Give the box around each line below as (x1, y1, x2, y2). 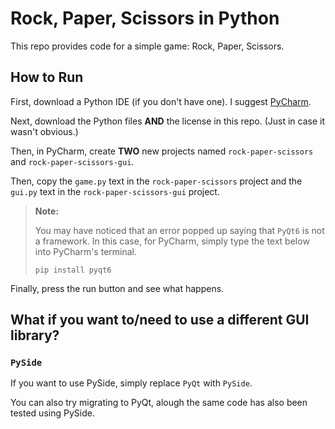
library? (10, 327, 60, 344)
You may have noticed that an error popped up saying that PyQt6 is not (34, 224, 325, 236)
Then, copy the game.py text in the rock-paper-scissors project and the (10, 175, 303, 187)
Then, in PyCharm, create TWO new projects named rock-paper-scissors (10, 145, 314, 157)
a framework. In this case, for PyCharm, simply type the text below (34, 235, 310, 247)
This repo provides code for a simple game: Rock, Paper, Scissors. (10, 40, 285, 52)
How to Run (10, 69, 84, 86)
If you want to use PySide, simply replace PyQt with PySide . (10, 377, 253, 389)
